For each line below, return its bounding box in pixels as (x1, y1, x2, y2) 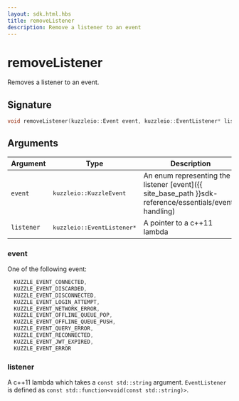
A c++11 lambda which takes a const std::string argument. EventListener (7, 378, 227, 387)
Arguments (7, 137, 59, 150)
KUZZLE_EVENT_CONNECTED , (14, 279, 87, 286)
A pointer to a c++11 (143, 218, 213, 228)
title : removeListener (7, 17, 75, 24)
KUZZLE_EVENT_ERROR (14, 345, 72, 352)
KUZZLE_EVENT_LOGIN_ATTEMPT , (14, 298, 100, 305)
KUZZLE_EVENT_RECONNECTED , (14, 332, 94, 339)
